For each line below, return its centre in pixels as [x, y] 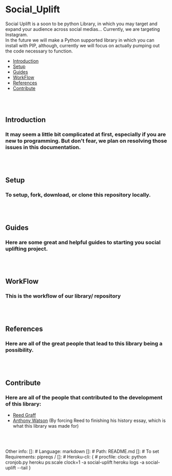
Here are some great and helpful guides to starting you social [83, 242]
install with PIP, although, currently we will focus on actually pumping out [83, 45]
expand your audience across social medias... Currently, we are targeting [83, 29]
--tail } [24, 468]
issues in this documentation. [43, 148]
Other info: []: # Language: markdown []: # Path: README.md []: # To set [82, 451]
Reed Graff [24, 415]
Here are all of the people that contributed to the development [84, 397]
